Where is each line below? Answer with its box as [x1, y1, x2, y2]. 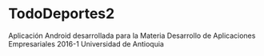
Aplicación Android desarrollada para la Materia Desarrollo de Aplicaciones [8, 31, 256, 40]
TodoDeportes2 [8, 5, 115, 23]
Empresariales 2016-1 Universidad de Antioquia [8, 39, 164, 48]
